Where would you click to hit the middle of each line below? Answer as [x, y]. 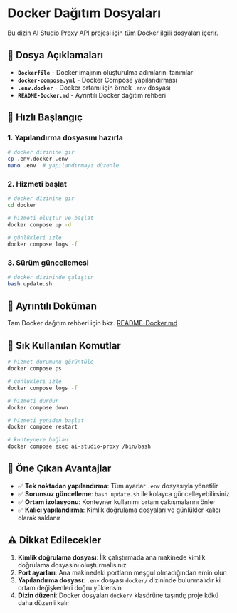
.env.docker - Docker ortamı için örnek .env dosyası [94, 88]
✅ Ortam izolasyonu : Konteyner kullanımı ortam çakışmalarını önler [116, 502]
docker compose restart [43, 427]
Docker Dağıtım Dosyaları [84, 13]
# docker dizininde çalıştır [51, 277]
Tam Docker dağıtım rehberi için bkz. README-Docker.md [93, 323]
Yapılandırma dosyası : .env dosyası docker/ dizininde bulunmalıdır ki [119, 580]
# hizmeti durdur [33, 401]
